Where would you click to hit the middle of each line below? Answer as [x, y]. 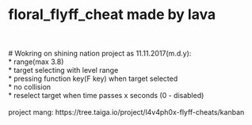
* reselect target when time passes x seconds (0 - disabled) [106, 95]
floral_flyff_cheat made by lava [112, 15]
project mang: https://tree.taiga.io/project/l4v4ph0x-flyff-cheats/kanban [126, 112]
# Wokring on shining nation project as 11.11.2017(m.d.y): [100, 53]
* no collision [30, 87]
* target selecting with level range [63, 70]
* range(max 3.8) [36, 62]
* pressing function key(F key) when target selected [93, 78]
